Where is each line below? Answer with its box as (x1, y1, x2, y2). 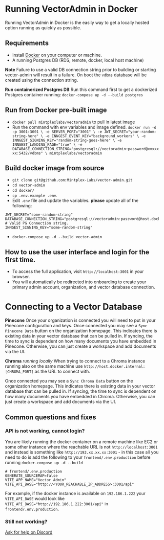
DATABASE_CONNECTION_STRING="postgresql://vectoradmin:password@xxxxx (12, 146, 159, 151)
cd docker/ (12, 188, 35, 193)
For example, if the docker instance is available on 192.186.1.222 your (5, 490, 146, 496)
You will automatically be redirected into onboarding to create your (12, 279, 146, 285)
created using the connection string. (5, 77, 78, 83)
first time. (5, 255, 36, 264)
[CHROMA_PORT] (5, 369, 34, 375)
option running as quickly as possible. (5, 24, 82, 30)
